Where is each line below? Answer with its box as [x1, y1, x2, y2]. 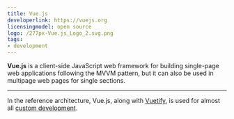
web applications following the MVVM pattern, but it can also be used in [7, 69, 214, 77]
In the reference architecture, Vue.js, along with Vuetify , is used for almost [7, 97, 221, 104]
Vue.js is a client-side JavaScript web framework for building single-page [7, 62, 219, 70]
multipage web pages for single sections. [7, 77, 125, 84]
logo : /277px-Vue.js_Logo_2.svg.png [7, 29, 114, 37]
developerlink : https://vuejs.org [7, 17, 108, 24]
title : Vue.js [7, 10, 49, 17]
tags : [7, 36, 23, 43]
